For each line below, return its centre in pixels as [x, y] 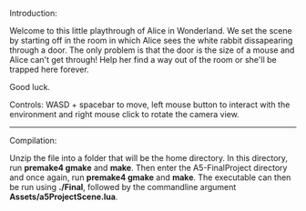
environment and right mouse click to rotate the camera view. [124, 114]
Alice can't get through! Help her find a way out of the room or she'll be [143, 60]
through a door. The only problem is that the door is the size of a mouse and [152, 50]
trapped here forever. [49, 69]
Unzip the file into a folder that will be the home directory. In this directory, [149, 158]
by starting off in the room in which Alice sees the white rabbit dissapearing [151, 40]
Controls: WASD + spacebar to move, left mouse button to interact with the [150, 105]
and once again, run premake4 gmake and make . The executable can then [150, 177]
